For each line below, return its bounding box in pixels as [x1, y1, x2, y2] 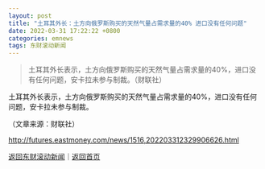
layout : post [8, 11, 52, 20]
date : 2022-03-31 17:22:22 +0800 [8, 27, 121, 35]
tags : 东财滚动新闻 [8, 42, 67, 50]
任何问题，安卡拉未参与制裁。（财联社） [35, 75, 167, 84]
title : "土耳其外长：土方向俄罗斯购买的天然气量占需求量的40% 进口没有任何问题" [8, 19, 247, 27]
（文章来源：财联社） [8, 119, 79, 129]
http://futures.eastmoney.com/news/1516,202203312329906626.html [8, 135, 239, 145]
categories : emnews [8, 34, 74, 43]
